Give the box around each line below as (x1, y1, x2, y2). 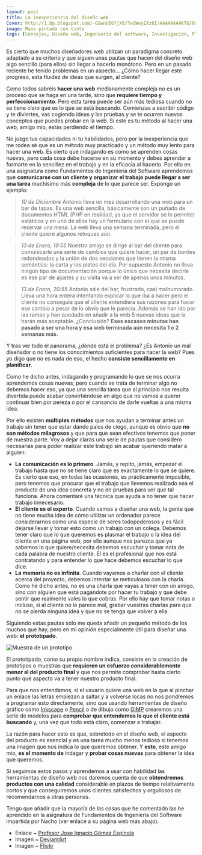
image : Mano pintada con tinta (6, 25, 85, 32)
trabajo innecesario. (14, 499, 65, 506)
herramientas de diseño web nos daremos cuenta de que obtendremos (6, 774, 184, 781)
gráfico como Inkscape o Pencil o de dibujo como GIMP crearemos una (6, 706, 183, 713)
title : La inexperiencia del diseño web (6, 14, 109, 21)
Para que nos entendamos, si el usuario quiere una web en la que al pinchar (6, 687, 194, 694)
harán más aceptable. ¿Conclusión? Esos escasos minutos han (20, 318, 179, 325)
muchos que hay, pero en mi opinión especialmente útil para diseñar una (6, 626, 186, 633)
